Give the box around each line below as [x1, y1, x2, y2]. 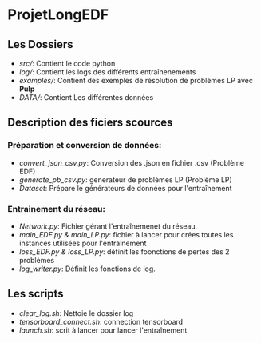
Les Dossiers [7, 38, 73, 51]
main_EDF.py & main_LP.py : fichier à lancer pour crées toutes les [18, 229, 234, 239]
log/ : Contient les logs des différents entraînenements [18, 67, 196, 77]
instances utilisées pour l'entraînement [18, 238, 147, 248]
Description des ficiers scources [7, 116, 173, 130]
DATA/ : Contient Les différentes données [18, 93, 154, 102]
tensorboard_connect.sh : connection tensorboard [18, 317, 184, 326]
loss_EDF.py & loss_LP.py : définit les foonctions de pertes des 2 [18, 246, 230, 257]
